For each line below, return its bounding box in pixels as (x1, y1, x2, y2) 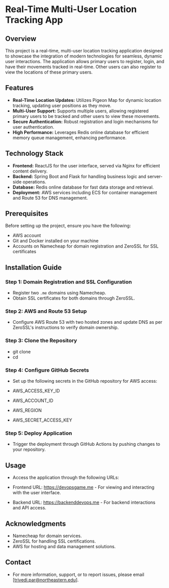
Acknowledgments (5, 519, 67, 528)
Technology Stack (5, 149, 64, 158)
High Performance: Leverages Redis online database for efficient (12, 129, 149, 135)
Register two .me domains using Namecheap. (12, 290, 106, 296)
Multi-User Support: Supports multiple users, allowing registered (12, 107, 149, 114)
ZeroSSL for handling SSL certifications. (12, 538, 96, 544)
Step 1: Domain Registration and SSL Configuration (5, 278, 132, 285)
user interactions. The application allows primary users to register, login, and (5, 58, 165, 64)
